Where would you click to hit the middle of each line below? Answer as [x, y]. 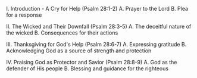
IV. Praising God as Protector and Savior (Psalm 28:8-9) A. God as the [92, 62]
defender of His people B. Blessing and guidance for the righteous [87, 68]
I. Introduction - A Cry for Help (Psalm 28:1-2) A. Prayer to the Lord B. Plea [97, 9]
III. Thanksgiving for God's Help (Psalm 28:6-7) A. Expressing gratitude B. [96, 44]
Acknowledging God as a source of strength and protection [79, 51]
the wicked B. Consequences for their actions [62, 33]
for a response [24, 15]
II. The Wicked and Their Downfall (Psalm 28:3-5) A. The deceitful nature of [99, 26]
